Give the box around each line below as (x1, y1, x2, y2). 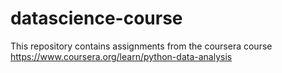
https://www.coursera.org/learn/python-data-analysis (10, 50, 233, 62)
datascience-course (10, 7, 183, 30)
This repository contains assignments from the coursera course (10, 40, 273, 52)
